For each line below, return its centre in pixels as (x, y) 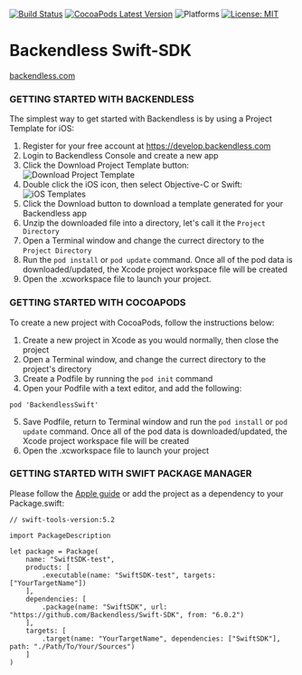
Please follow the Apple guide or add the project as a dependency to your (146, 493)
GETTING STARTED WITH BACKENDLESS (102, 99)
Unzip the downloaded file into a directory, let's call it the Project (144, 223)
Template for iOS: (42, 129)
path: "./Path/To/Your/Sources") (72, 646)
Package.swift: (37, 503)
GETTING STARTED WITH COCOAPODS (98, 303)
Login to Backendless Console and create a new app (120, 156)
